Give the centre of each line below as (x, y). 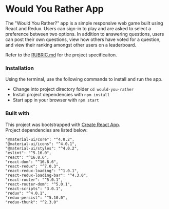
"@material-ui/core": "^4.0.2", (40, 139)
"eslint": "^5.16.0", (29, 153)
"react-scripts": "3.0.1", (34, 189)
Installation (20, 68)
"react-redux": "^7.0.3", (33, 166)
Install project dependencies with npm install (61, 95)
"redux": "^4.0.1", (26, 193)
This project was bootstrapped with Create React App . (63, 124)
